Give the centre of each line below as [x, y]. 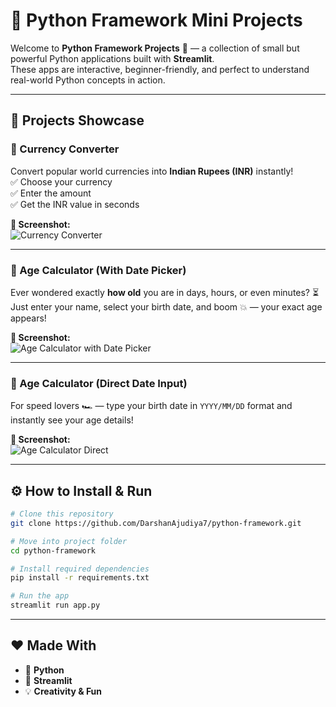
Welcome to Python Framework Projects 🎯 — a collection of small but [155, 48]
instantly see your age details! [72, 420]
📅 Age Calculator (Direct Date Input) [99, 383]
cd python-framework [53, 550]
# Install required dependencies [80, 569]
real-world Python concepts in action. [88, 80]
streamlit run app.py [55, 605]
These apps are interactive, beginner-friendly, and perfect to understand [160, 69]
